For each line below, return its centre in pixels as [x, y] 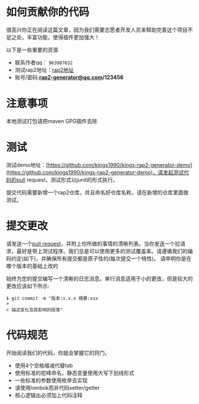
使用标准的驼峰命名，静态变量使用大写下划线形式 [74, 373]
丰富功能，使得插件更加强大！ [63, 37]
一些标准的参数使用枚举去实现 [51, 380]
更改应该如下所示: [28, 286]
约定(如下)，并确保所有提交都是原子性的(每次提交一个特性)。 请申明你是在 [101, 258]
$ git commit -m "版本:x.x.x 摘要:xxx [52, 298]
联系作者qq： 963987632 [44, 62]
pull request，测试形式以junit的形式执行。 [67, 179]
